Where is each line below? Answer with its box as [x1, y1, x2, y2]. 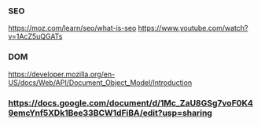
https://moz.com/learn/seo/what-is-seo [8, 24, 137, 33]
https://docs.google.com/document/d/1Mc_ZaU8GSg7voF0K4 [8, 97, 254, 108]
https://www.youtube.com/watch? [138, 24, 248, 33]
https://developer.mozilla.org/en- [8, 69, 116, 79]
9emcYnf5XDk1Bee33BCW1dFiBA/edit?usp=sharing [8, 107, 212, 118]
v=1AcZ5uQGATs [8, 31, 63, 41]
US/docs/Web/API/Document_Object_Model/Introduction [8, 77, 193, 87]
